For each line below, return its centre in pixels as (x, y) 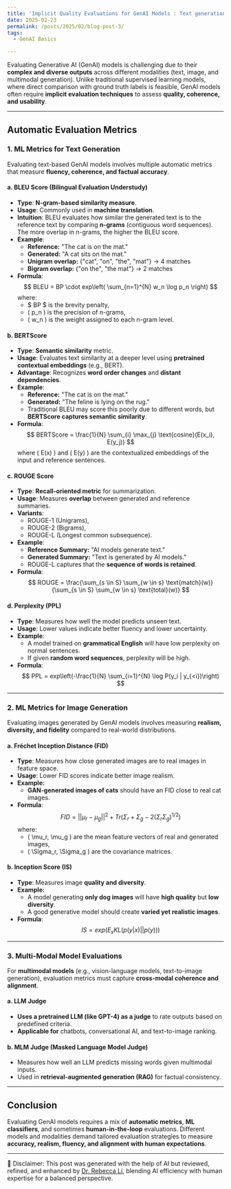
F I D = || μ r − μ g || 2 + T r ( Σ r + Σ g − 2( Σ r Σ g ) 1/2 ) (120, 817)
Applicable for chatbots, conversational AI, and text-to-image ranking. (117, 1031)
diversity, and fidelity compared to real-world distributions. (92, 730)
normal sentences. (54, 650)
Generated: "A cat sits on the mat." (77, 254)
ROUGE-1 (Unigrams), (58, 521)
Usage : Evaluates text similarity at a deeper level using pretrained (111, 358)
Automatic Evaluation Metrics (72, 129)
